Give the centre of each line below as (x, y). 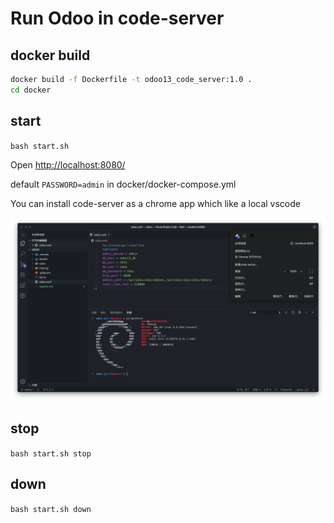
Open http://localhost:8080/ (68, 164)
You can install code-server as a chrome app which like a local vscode (155, 203)
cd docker (31, 90)
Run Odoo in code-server (117, 18)
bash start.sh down (51, 509)
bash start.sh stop (51, 453)
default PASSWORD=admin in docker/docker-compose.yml (123, 184)
